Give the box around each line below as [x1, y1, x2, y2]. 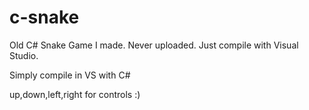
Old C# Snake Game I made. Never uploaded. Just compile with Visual [9, 39, 299, 51]
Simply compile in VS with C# [9, 69, 131, 81]
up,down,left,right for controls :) [9, 88, 141, 100]
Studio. [9, 49, 39, 61]
